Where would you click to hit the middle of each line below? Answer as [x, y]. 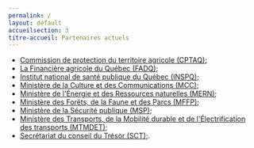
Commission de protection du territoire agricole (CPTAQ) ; [114, 60]
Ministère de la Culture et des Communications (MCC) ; [109, 85]
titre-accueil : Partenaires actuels [69, 38]
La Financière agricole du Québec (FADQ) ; [89, 69]
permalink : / [30, 15]
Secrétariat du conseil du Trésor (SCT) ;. [85, 136]
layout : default [35, 23]
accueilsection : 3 [38, 30]
